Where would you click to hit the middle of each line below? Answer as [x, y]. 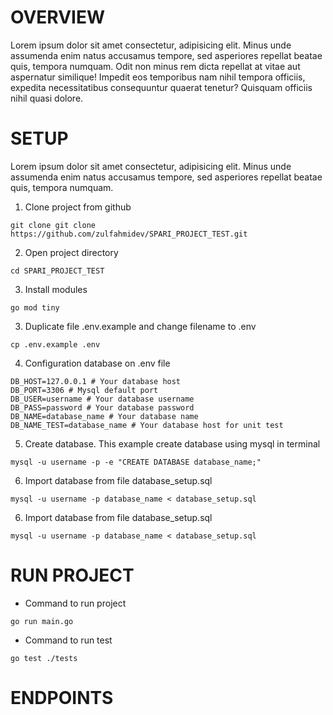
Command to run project [75, 603]
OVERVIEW [58, 17]
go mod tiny [35, 307]
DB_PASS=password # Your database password [102, 407]
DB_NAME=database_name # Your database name [104, 416]
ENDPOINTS [62, 698]
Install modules [56, 289]
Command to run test [68, 640]
